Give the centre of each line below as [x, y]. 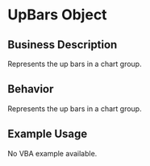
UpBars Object [57, 15]
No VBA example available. [52, 153]
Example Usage [48, 134]
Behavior [31, 89]
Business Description [62, 45]
